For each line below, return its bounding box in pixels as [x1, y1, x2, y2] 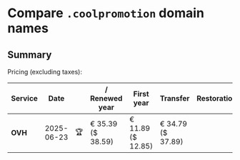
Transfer [159, 94, 190, 103]
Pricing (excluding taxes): [7, 68, 83, 76]
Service [11, 94, 38, 103]
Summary [7, 49, 52, 61]
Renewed [90, 94, 123, 103]
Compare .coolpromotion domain [7, 5, 205, 21]
